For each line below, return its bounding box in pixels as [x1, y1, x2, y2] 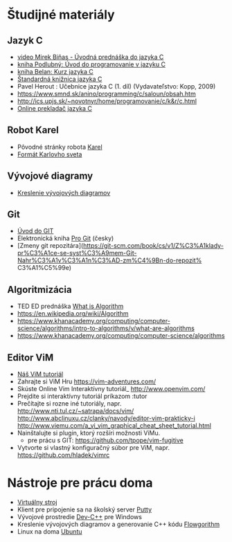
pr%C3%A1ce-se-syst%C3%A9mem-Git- [17, 249, 137, 258]
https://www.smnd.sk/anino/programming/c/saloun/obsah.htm [17, 90, 196, 98]
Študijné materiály [7, 7, 116, 23]
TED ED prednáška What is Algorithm [17, 302, 124, 311]
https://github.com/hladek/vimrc [17, 451, 110, 460]
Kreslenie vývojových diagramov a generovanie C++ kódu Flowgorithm [17, 520, 220, 528]
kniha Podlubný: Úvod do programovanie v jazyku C [17, 60, 166, 69]
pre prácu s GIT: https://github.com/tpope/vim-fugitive [27, 436, 184, 444]
